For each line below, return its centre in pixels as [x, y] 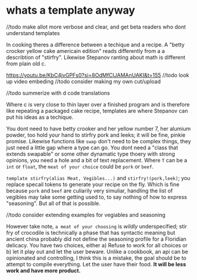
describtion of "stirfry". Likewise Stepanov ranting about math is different [96, 57]
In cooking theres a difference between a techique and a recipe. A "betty [96, 45]
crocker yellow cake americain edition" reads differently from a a [86, 51]
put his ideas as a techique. [40, 117]
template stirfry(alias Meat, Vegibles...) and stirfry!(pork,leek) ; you [98, 178]
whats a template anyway [71, 10]
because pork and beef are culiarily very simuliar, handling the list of [90, 190]
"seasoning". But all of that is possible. [54, 203]
